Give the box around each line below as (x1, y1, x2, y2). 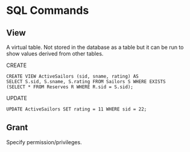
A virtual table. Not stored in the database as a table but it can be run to (6, 43, 184, 51)
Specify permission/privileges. (6, 138, 83, 145)
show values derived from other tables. (6, 50, 104, 57)
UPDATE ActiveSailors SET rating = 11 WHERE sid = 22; (6, 106, 147, 112)
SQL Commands (6, 4, 89, 17)
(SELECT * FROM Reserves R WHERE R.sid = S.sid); (6, 84, 134, 90)
